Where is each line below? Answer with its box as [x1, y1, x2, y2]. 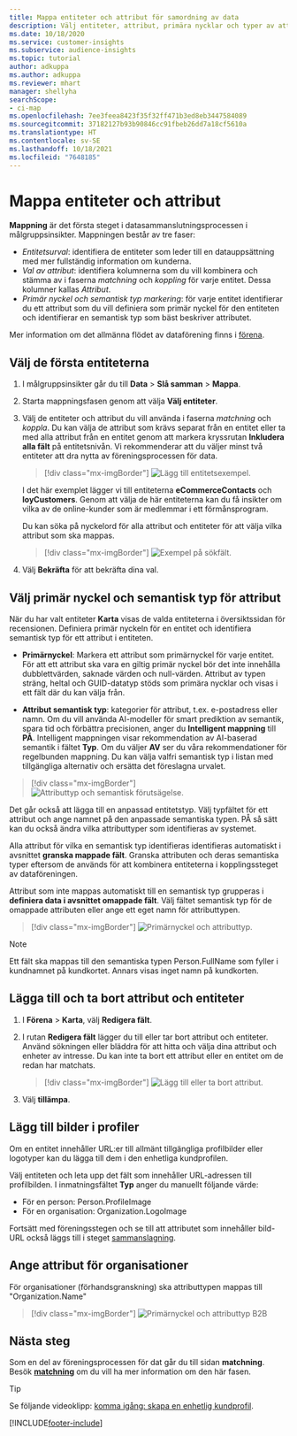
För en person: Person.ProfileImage [21, 1196, 152, 1207]
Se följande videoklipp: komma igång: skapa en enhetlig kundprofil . [9, 1401, 254, 1411]
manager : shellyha [9, 87, 77, 96]
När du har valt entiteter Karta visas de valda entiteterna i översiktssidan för [9, 614, 286, 625]
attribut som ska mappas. [21, 530, 115, 541]
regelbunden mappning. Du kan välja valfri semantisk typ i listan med [21, 751, 274, 762]
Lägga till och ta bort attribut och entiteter [9, 991, 245, 1006]
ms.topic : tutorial [9, 54, 81, 63]
